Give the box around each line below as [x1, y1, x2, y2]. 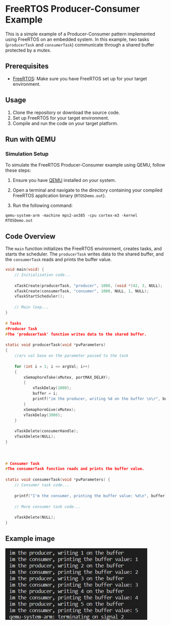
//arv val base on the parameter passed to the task [14, 353, 129, 358]
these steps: [5, 167, 32, 174]
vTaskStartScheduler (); [14, 294, 65, 299]
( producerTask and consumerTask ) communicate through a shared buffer [5, 41, 155, 48]
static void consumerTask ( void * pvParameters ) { [5, 477, 110, 482]
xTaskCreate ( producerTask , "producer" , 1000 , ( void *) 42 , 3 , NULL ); [14, 283, 163, 288]
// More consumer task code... [14, 504, 81, 509]
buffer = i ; [32, 391, 58, 396]
